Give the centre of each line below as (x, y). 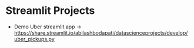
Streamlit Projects (50, 11)
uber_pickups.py (34, 39)
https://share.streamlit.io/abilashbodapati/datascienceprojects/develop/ (101, 32)
